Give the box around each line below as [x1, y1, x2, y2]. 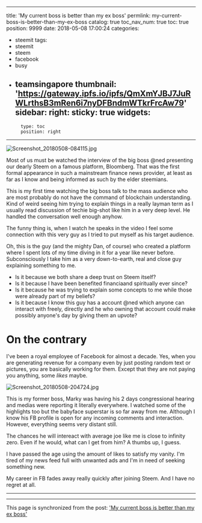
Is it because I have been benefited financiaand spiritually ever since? [14, 280, 188, 287]
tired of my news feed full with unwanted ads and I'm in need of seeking [6, 456, 185, 463]
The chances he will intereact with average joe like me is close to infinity [6, 432, 185, 439]
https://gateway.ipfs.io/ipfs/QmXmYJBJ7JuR [17, 88, 191, 99]
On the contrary [6, 333, 87, 346]
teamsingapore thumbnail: [14, 79, 117, 90]
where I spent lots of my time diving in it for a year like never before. [6, 249, 176, 256]
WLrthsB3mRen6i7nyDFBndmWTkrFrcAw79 [14, 98, 185, 108]
